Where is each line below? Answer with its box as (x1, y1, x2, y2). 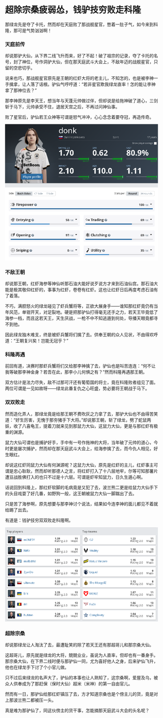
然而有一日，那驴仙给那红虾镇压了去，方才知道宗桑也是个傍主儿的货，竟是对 (5, 691, 158, 697)
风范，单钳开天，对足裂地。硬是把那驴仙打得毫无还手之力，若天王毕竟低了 (9, 309, 158, 315)
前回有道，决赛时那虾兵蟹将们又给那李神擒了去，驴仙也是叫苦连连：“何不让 (5, 363, 156, 369)
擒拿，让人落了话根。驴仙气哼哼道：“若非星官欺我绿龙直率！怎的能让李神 (9, 81, 156, 88)
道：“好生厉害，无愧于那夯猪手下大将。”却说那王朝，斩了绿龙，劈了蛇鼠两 (5, 417, 151, 423)
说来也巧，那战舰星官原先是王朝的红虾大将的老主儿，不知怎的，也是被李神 (5, 75, 154, 81)
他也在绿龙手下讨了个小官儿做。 (5, 665, 69, 670)
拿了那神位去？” (5, 88, 37, 93)
